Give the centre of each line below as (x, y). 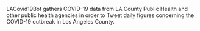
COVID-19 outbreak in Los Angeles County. (60, 22)
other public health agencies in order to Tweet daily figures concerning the (100, 15)
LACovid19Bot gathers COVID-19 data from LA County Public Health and (97, 9)
